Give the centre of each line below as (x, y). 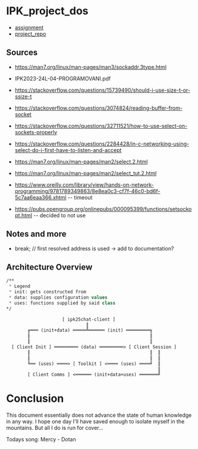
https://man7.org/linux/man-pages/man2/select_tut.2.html (86, 173)
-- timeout (80, 197)
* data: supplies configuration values (58, 298)
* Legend (20, 287)
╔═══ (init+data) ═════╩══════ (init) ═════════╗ (90, 330)
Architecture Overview (49, 267)
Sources (22, 53)
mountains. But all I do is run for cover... (55, 428)
